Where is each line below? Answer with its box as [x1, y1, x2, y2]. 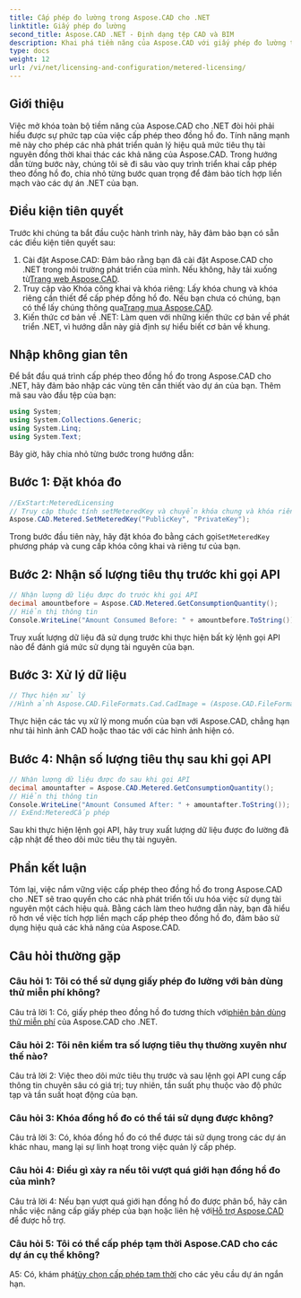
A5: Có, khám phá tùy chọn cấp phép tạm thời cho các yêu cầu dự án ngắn [9, 1269, 284, 1279]
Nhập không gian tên [9, 346, 128, 362]
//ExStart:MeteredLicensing [9, 498, 115, 507]
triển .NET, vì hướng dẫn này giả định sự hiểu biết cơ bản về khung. [21, 320, 271, 332]
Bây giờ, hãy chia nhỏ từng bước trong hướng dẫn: [9, 448, 194, 459]
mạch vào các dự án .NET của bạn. [9, 177, 139, 189]
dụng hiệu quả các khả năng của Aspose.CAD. [9, 922, 181, 934]
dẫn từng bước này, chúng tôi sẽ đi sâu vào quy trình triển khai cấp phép [9, 158, 278, 169]
